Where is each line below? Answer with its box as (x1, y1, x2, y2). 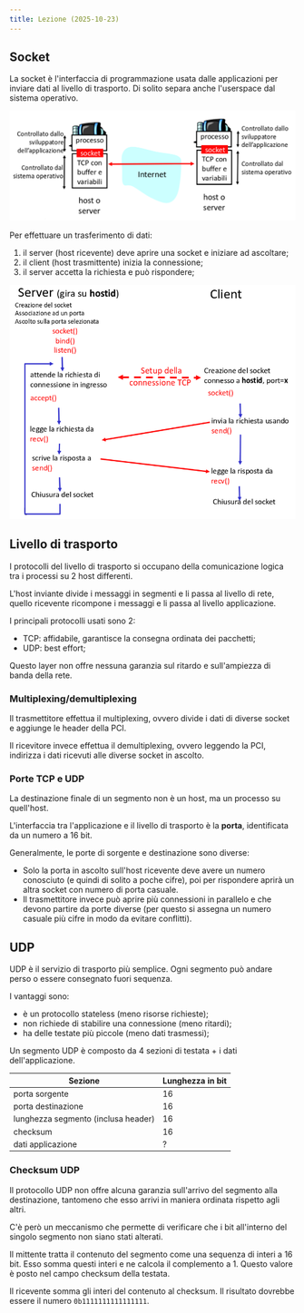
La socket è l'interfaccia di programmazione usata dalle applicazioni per (9, 73, 279, 84)
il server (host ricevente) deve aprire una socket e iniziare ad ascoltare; (22, 247, 289, 258)
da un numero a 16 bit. (9, 830, 93, 841)
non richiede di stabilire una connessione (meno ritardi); (22, 1018, 232, 1029)
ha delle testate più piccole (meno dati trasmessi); (22, 1028, 211, 1039)
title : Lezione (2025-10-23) (9, 15, 120, 24)
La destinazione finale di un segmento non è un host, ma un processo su (9, 793, 281, 804)
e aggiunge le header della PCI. (9, 722, 127, 734)
